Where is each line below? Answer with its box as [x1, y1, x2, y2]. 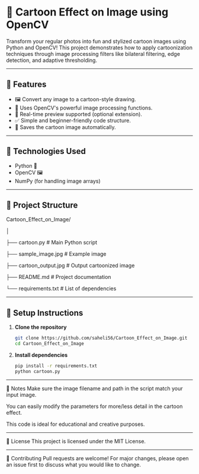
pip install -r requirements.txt [14, 363, 98, 369]
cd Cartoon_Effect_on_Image [14, 341, 84, 347]
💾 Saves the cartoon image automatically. [14, 123, 116, 130]
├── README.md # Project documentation [6, 274, 111, 281]
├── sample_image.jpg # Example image [6, 250, 107, 258]
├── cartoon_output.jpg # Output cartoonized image [6, 262, 135, 269]
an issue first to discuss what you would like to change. [6, 461, 141, 468]
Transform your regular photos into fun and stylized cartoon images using [6, 37, 187, 45]
